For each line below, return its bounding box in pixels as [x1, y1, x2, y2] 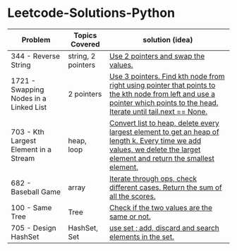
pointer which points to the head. [109, 97, 219, 107]
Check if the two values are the [109, 202, 213, 212]
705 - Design [11, 223, 56, 233]
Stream [11, 153, 35, 163]
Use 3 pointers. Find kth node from [109, 71, 225, 81]
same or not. [109, 212, 152, 221]
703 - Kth [11, 127, 44, 137]
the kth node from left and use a [109, 89, 215, 99]
